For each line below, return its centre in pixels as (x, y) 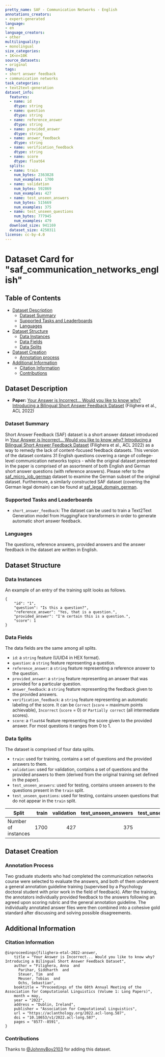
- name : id (21, 102)
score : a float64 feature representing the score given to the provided (82, 721)
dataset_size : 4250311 (33, 230)
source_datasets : (23, 60)
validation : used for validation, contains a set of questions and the (80, 769)
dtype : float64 (29, 161)
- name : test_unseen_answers (39, 198)
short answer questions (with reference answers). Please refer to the (75, 471)
